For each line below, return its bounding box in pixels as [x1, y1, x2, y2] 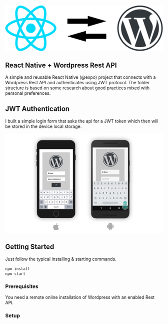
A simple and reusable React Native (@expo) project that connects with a [5, 74, 156, 80]
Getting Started [5, 243, 54, 251]
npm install [5, 266, 30, 271]
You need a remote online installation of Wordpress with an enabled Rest [5, 294, 155, 300]
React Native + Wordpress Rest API [5, 61, 117, 69]
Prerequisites [5, 283, 38, 290]
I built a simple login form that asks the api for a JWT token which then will [5, 118, 158, 124]
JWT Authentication [5, 105, 70, 113]
